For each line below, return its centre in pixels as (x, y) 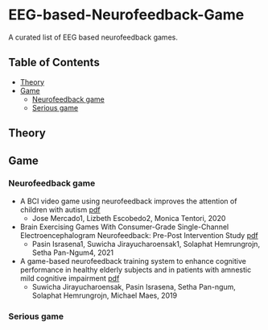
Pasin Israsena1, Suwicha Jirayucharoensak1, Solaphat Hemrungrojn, (146, 244)
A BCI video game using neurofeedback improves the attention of (128, 201)
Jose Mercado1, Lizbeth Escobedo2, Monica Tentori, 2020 (129, 218)
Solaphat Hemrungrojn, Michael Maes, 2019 (105, 295)
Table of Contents (54, 63)
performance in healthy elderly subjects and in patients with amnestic (136, 269)
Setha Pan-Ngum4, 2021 (73, 253)
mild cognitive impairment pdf (70, 278)
